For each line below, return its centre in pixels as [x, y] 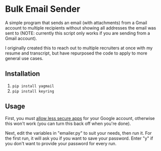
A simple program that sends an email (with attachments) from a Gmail [76, 23]
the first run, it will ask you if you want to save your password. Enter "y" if [79, 138]
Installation [23, 74]
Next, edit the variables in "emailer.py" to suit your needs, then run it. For [79, 133]
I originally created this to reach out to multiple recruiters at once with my [79, 48]
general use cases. [24, 58]
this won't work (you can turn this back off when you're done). [68, 123]
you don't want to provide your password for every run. [61, 143]
